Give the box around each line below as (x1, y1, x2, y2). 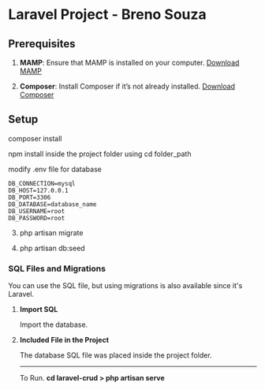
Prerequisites (8, 37, 76, 51)
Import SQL (19, 305, 58, 314)
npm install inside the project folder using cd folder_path (8, 148, 192, 159)
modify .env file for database (8, 164, 103, 174)
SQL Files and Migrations (8, 263, 106, 274)
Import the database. (19, 320, 88, 329)
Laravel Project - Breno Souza (8, 6, 207, 24)
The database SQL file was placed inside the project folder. (19, 351, 212, 360)
